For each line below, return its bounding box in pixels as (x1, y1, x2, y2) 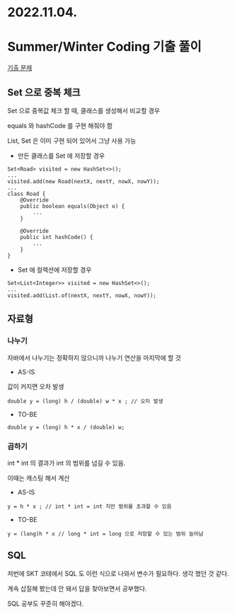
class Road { (7, 190, 46, 197)
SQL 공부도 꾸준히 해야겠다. (7, 599, 84, 608)
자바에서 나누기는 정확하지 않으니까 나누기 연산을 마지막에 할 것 (7, 353, 182, 361)
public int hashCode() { (20, 233, 93, 241)
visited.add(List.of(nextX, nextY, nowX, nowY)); (7, 291, 157, 299)
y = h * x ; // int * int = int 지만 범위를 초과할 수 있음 (7, 503, 172, 510)
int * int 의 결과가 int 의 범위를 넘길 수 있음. (7, 458, 126, 467)
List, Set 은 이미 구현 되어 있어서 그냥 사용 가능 (7, 136, 137, 145)
